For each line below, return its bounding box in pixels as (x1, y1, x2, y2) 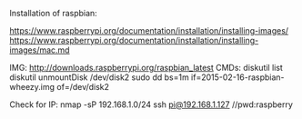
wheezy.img (9, 82, 55, 92)
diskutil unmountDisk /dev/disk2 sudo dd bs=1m (9, 72, 189, 83)
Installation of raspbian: (9, 8, 97, 18)
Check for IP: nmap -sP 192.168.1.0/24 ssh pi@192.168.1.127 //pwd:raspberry (9, 99, 294, 110)
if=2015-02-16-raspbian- (190, 72, 285, 83)
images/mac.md (9, 45, 70, 55)
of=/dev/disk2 (56, 82, 110, 92)
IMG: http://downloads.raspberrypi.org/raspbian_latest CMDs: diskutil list (9, 63, 284, 73)
